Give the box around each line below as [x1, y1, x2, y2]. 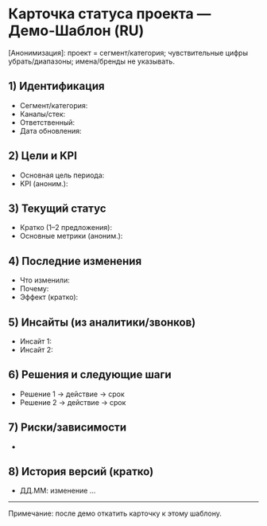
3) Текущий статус [8, 201, 106, 215]
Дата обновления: [19, 126, 82, 135]
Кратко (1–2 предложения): [19, 223, 113, 232]
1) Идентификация [8, 80, 105, 93]
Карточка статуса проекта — [8, 5, 211, 23]
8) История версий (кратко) [8, 465, 154, 478]
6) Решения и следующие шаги [8, 368, 172, 382]
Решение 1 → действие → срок [19, 389, 125, 399]
